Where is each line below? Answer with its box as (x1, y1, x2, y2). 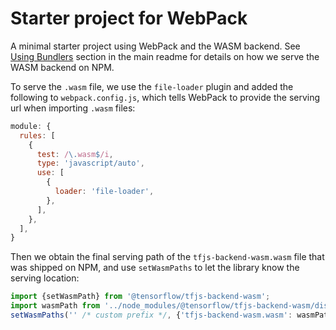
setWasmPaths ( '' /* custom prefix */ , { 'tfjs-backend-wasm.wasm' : (10, 310, 293, 321)
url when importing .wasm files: (10, 102, 136, 114)
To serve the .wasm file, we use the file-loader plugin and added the (10, 80, 294, 92)
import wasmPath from (10, 301, 101, 311)
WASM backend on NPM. (10, 61, 115, 73)
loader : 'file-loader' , (54, 187, 155, 197)
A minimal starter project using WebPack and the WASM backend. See (10, 40, 301, 52)
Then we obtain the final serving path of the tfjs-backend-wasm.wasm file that (10, 251, 325, 263)
